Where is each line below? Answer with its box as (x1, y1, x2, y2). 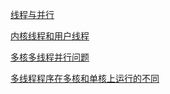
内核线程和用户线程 (10, 30, 90, 42)
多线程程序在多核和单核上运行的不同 (10, 73, 160, 84)
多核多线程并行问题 (10, 51, 90, 63)
